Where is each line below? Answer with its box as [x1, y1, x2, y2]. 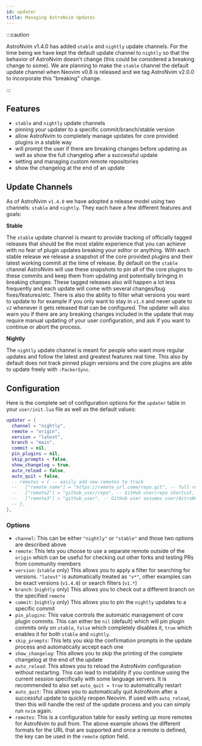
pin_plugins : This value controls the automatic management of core [14, 611, 183, 618]
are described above [14, 541, 67, 548]
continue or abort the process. [6, 323, 82, 331]
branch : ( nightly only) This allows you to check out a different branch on [14, 586, 195, 593]
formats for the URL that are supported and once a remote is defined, [14, 726, 187, 734]
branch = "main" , [11, 440, 55, 446]
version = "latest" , [11, 434, 63, 440]
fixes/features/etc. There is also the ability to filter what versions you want [6, 291, 191, 298]
